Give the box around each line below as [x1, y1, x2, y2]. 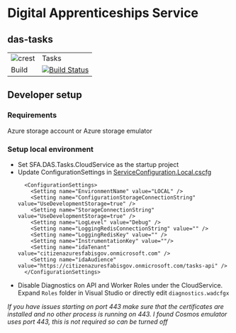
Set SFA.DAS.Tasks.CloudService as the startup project [17, 160, 179, 168]
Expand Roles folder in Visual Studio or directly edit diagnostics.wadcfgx [17, 288, 230, 297]
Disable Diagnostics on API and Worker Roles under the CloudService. [17, 280, 223, 289]
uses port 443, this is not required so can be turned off [7, 317, 168, 326]
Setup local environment [7, 144, 94, 154]
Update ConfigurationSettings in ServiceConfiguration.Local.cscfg [17, 168, 212, 176]
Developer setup [7, 89, 83, 101]
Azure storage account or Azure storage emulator [7, 126, 152, 135]
